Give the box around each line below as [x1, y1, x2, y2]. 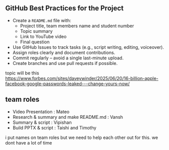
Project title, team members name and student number [20, 23, 134, 29]
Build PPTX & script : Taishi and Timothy [12, 124, 97, 130]
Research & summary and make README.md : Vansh [12, 114, 123, 120]
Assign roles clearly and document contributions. [12, 49, 115, 55]
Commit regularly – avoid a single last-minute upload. [12, 55, 124, 61]
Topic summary [20, 28, 53, 34]
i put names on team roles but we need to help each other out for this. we [5, 134, 158, 140]
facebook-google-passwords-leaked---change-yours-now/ [5, 81, 130, 87]
